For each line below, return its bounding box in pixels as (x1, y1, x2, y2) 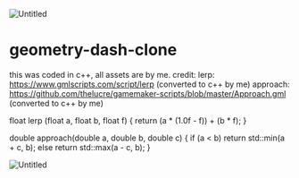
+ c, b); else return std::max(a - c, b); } (9, 141, 151, 152)
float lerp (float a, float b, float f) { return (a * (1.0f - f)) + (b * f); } (9, 114, 247, 125)
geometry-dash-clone (9, 40, 178, 60)
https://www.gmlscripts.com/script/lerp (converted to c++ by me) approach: (9, 79, 290, 89)
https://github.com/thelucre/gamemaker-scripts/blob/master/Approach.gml (9, 88, 287, 98)
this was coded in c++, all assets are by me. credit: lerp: (9, 69, 215, 80)
